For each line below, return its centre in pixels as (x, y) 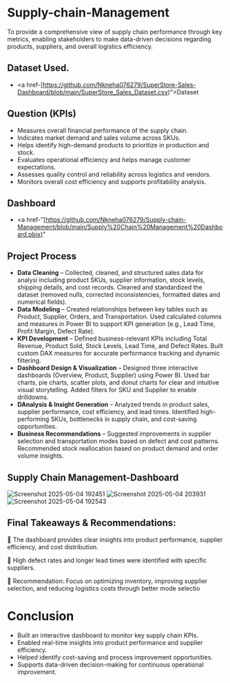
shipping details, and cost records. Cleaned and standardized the (110, 287)
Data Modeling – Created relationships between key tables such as (112, 309)
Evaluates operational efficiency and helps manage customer (104, 159)
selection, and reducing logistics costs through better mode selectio (104, 588)
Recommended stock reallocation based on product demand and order (118, 449)
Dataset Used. (39, 68)
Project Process (42, 256)
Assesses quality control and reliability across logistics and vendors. (114, 174)
